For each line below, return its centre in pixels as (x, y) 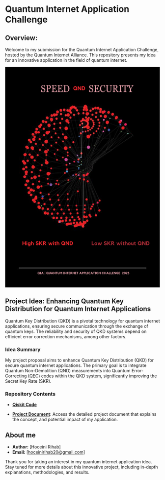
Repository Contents (30, 394)
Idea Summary (23, 349)
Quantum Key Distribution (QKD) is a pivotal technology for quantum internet (82, 321)
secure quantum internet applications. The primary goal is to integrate (76, 365)
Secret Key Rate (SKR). (28, 381)
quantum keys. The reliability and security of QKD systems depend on (76, 331)
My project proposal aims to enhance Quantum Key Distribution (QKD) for (79, 360)
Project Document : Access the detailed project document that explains (84, 414)
